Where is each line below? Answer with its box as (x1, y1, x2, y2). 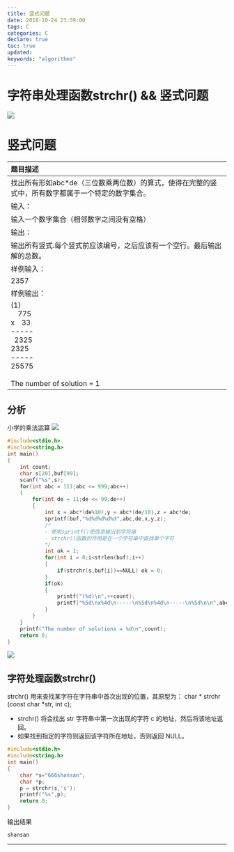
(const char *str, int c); (7, 700, 72, 708)
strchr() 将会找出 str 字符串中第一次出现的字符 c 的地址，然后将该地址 (17, 715, 217, 723)
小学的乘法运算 (7, 424, 50, 432)
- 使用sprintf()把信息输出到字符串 (44, 528, 136, 535)
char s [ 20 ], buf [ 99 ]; (19, 470, 79, 477)
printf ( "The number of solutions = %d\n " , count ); (19, 625, 167, 633)
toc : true (7, 42, 36, 49)
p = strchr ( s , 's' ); (19, 784, 77, 791)
